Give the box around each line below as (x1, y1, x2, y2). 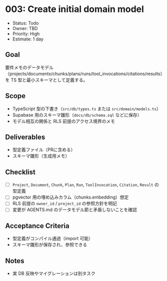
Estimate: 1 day (12, 36, 44, 42)
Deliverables (5, 132, 45, 141)
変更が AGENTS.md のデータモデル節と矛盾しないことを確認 (12, 206, 137, 213)
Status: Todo (12, 20, 39, 26)
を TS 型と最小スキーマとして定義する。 (5, 76, 88, 83)
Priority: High (12, 30, 40, 36)
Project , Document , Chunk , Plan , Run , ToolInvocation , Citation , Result (12, 181, 153, 188)
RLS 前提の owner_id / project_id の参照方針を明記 (12, 200, 117, 206)
